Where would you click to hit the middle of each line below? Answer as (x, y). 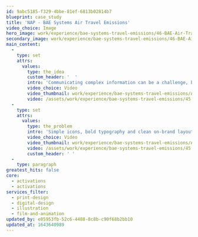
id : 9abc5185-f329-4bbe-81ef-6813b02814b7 (59, 11)
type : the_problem (50, 126)
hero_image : (21, 34)
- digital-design (33, 203)
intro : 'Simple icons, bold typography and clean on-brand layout (110, 132)
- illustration (30, 208)
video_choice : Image (32, 28)
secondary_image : (27, 39)
